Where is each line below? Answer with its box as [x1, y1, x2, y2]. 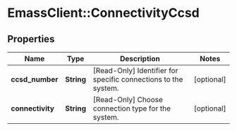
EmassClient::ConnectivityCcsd [7, 5, 200, 21]
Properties [7, 33, 55, 45]
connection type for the [92, 104, 171, 113]
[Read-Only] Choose [92, 95, 164, 104]
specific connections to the [92, 75, 183, 84]
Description [119, 54, 160, 63]
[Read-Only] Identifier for [92, 65, 178, 75]
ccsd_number [11, 75, 59, 84]
